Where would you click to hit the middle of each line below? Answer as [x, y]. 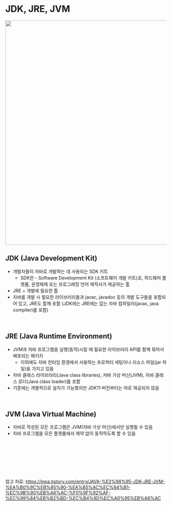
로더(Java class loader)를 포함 [49, 381]
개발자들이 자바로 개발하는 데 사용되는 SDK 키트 [60, 271]
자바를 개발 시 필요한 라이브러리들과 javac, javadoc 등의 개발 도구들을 [82, 297]
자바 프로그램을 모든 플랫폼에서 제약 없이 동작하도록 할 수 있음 [74, 434]
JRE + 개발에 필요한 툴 [35, 290]
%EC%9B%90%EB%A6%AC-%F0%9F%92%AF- [58, 493]
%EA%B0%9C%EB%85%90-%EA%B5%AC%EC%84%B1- [68, 488]
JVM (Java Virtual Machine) [51, 414]
